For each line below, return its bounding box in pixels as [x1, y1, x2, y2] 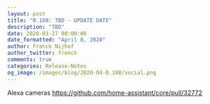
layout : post [7, 10, 46, 18]
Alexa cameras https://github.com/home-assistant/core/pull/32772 [7, 89, 203, 97]
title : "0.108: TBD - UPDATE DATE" [7, 17, 112, 24]
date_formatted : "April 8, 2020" [7, 37, 106, 44]
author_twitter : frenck [7, 50, 78, 57]
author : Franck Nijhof [7, 43, 74, 50]
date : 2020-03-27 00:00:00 [7, 30, 87, 37]
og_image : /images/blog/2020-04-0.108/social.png [7, 69, 157, 76]
